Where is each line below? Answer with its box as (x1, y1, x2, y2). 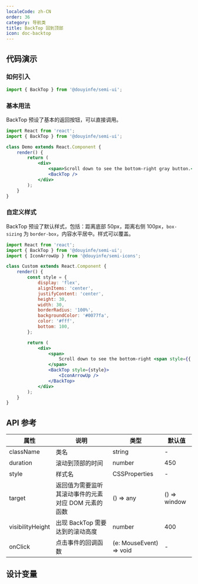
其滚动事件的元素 (55, 490, 103, 498)
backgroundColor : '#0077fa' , (37, 313, 110, 318)
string (113, 448, 129, 456)
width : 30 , (37, 301, 65, 308)
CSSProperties (113, 470, 154, 478)
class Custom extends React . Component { (6, 263, 107, 270)
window (164, 498, 187, 506)
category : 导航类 (6, 19, 46, 25)
